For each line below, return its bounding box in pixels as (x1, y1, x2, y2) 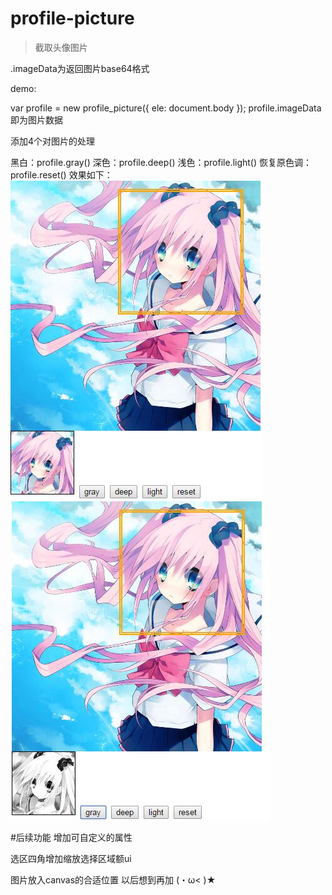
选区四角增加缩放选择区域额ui (10, 852, 132, 864)
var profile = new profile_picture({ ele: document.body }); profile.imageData (10, 102, 322, 114)
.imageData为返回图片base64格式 (10, 62, 150, 74)
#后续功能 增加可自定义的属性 (10, 831, 133, 843)
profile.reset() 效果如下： (10, 168, 113, 181)
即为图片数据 (10, 113, 63, 126)
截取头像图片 (34, 41, 88, 53)
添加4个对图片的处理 (10, 135, 96, 147)
